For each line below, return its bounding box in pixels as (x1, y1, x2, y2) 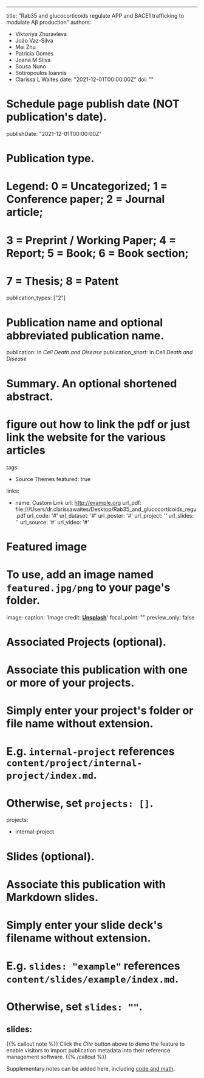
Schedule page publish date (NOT (6, 97, 180, 111)
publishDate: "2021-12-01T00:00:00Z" (6, 130, 102, 137)
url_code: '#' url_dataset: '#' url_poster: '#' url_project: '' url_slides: (27, 512, 194, 519)
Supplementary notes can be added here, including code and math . (6, 1065, 175, 1073)
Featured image (6, 540, 87, 554)
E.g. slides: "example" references (6, 959, 180, 973)
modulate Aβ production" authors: (6, 19, 92, 26)
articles (6, 443, 46, 457)
